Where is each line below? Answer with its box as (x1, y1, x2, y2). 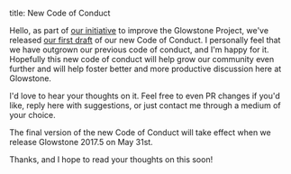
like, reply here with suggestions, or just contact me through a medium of (9, 100, 281, 111)
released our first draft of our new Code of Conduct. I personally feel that (9, 35, 281, 45)
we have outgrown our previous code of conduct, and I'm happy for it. (9, 44, 269, 55)
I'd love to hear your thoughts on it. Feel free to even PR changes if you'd (9, 90, 281, 101)
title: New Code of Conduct (9, 8, 111, 18)
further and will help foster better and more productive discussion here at (9, 63, 282, 74)
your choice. (9, 110, 56, 120)
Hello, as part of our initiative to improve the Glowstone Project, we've (9, 25, 268, 35)
